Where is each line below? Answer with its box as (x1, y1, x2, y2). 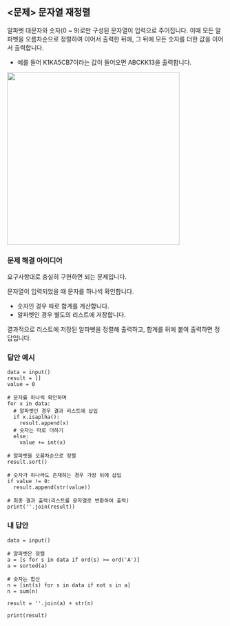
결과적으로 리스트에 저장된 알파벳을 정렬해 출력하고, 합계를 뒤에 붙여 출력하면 (7, 325, 213, 333)
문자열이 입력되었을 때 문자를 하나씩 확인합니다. (7, 287, 134, 295)
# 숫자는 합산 (7, 576, 41, 583)
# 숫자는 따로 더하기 (13, 427, 64, 434)
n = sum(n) (7, 587, 39, 595)
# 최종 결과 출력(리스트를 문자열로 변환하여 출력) (7, 498, 129, 505)
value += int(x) (19, 439, 67, 447)
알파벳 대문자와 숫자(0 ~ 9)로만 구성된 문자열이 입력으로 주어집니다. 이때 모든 (7, 26, 214, 35)
